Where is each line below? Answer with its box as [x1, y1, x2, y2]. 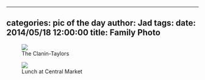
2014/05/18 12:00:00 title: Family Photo [6, 27, 160, 38]
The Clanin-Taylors [21, 49, 70, 57]
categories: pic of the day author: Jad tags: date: [6, 18, 196, 28]
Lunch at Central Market [21, 68, 82, 75]
